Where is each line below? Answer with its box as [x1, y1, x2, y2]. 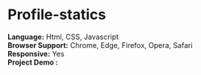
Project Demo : [7, 57, 58, 67]
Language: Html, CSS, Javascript [7, 32, 119, 41]
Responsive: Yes [7, 49, 65, 58]
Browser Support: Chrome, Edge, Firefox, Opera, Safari [7, 40, 193, 49]
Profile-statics [7, 6, 107, 24]
